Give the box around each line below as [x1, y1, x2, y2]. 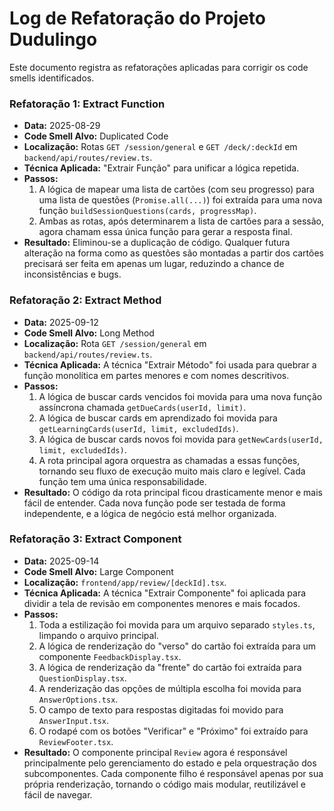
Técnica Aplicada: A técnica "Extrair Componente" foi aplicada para [23, 587, 307, 599]
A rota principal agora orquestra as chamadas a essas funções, [38, 454, 301, 466]
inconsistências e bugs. [23, 268, 122, 281]
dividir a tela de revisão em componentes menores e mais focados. [23, 597, 301, 609]
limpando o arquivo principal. [38, 629, 159, 641]
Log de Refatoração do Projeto [9, 7, 267, 30]
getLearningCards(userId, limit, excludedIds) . [38, 422, 239, 434]
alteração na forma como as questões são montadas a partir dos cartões [23, 247, 325, 259]
